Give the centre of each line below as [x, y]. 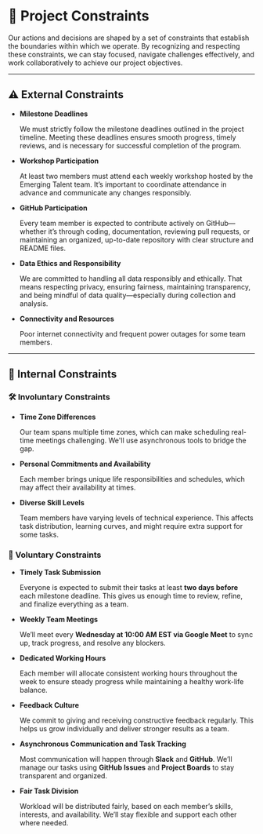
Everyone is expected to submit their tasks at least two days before [129, 587]
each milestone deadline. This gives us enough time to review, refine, [131, 595]
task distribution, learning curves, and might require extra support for [131, 526]
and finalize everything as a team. [74, 604]
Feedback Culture [49, 705]
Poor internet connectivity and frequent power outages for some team [133, 333]
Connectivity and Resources [67, 319]
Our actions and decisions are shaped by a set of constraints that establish [129, 38]
